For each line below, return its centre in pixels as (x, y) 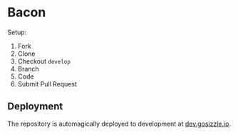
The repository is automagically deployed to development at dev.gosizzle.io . (119, 124)
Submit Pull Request (47, 84)
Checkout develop (44, 61)
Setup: (17, 32)
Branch (28, 69)
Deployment (35, 107)
